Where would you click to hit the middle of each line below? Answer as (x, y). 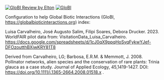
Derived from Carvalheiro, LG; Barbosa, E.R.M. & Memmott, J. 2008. (74, 57)
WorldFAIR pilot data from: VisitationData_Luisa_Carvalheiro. (66, 37)
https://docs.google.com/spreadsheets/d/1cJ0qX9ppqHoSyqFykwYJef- (78, 42)
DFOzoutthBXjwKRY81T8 (30, 47)
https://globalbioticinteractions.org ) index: (48, 22)
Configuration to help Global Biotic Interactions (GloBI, (60, 17)
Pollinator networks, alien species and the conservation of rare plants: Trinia (82, 62)
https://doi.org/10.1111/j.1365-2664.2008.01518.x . (55, 72)
